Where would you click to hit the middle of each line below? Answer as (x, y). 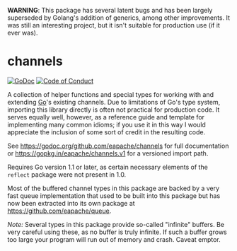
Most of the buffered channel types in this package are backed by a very (114, 188)
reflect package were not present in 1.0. (67, 174)
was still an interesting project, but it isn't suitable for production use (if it (114, 25)
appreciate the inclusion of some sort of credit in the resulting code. (106, 132)
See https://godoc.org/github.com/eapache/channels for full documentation (118, 146)
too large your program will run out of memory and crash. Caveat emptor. (114, 239)
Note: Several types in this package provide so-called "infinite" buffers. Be (116, 224)
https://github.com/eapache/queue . (59, 211)
